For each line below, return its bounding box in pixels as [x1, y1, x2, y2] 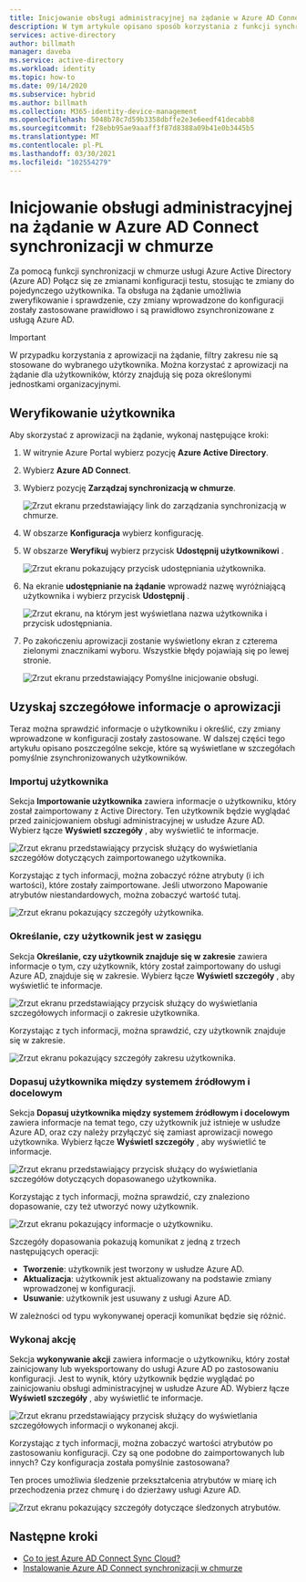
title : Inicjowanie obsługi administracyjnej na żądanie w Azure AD [9, 13, 275, 23]
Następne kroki [9, 1528, 98, 1544]
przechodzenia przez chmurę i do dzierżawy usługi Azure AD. [9, 1484, 241, 1495]
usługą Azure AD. [9, 314, 75, 325]
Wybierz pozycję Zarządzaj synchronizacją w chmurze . [22, 483, 237, 494]
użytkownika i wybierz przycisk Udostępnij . [22, 591, 189, 602]
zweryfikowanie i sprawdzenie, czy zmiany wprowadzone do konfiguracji [9, 295, 284, 306]
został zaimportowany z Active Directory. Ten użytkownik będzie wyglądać [9, 805, 291, 817]
